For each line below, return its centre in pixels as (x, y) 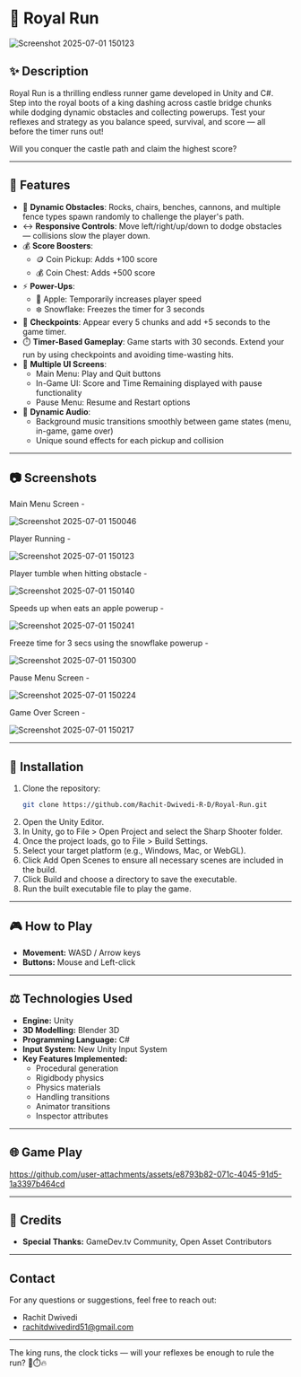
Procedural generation (77, 1068)
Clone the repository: (61, 788)
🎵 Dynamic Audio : (56, 411)
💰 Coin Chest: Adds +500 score (95, 272)
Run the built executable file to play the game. (107, 889)
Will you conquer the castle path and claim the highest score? (123, 148)
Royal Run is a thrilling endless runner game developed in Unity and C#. (142, 92)
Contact (32, 1278)
